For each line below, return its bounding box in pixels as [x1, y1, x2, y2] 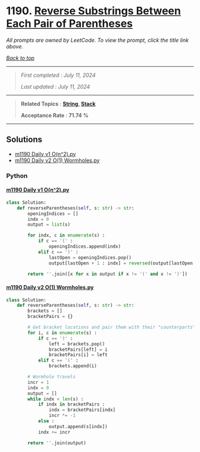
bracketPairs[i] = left [48, 352, 108, 358]
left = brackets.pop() [48, 341, 105, 347]
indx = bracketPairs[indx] [48, 407, 116, 413]
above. [6, 43, 23, 50]
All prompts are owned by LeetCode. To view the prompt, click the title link [6, 36, 189, 43]
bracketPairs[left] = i [48, 347, 108, 353]
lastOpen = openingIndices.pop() [48, 254, 132, 260]
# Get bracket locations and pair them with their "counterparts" [27, 325, 196, 331]
